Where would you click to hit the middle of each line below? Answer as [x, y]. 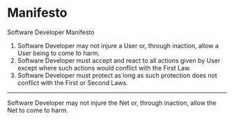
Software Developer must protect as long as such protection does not [117, 75]
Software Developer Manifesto [51, 32]
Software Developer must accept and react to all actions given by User [119, 60]
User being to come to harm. [58, 53]
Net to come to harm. [38, 110]
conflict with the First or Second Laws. [72, 82]
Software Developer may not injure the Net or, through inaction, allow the [112, 103]
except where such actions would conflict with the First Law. [104, 68]
